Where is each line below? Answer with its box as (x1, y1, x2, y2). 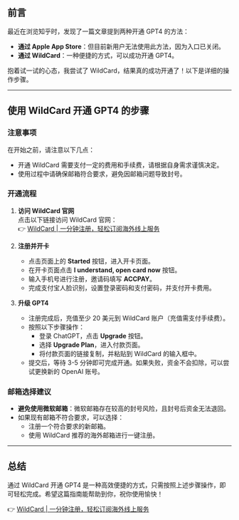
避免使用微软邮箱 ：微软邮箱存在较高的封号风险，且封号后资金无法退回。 (17, 405, 230, 413)
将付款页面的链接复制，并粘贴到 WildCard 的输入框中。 (38, 349, 201, 358)
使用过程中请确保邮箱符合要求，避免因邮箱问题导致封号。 (17, 170, 186, 178)
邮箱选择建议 (7, 387, 52, 397)
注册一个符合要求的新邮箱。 (28, 422, 110, 431)
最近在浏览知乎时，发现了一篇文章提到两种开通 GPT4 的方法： (7, 27, 190, 36)
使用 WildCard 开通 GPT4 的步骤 (7, 105, 149, 117)
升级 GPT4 (17, 298, 49, 307)
